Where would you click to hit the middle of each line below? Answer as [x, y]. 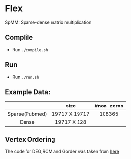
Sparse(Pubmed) [27, 114]
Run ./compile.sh [30, 49]
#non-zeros [109, 106]
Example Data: [28, 92]
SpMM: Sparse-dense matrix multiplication [48, 22]
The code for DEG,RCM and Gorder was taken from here [62, 151]
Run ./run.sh [26, 77]
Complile [19, 38]
